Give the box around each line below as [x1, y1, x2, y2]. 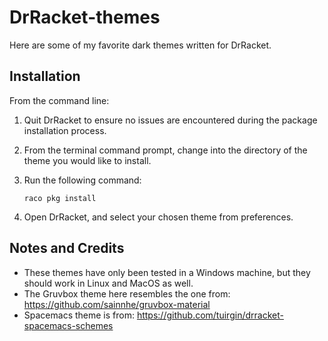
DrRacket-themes [9, 6, 161, 29]
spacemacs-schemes [23, 319, 114, 331]
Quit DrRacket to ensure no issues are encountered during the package [23, 114, 318, 126]
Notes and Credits [9, 240, 125, 257]
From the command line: [9, 94, 110, 106]
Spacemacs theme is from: [23, 309, 135, 321]
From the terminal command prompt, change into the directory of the [23, 144, 308, 156]
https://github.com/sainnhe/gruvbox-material [23, 298, 211, 310]
